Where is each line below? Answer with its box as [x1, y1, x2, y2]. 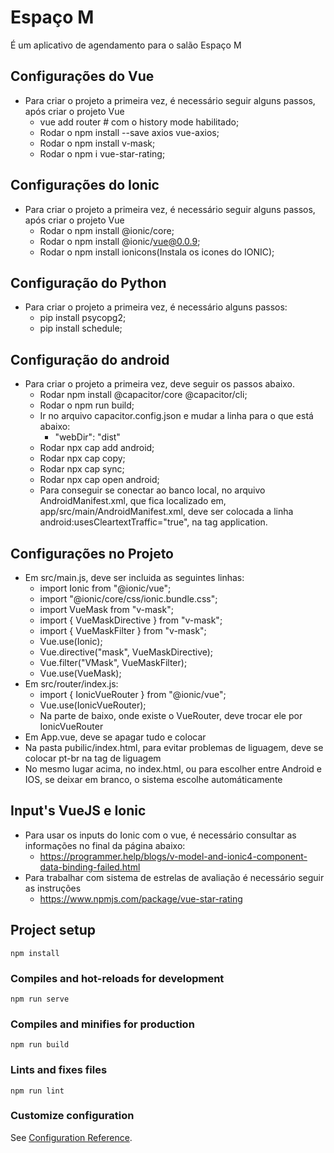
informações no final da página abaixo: [24, 839, 186, 851]
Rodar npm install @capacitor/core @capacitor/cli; [39, 389, 248, 401]
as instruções [24, 882, 82, 894]
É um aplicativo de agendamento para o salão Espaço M [10, 39, 242, 51]
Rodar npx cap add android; [39, 442, 155, 454]
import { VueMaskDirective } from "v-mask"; [39, 614, 223, 626]
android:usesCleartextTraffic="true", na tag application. [39, 516, 268, 528]
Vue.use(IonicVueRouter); [39, 699, 147, 711]
